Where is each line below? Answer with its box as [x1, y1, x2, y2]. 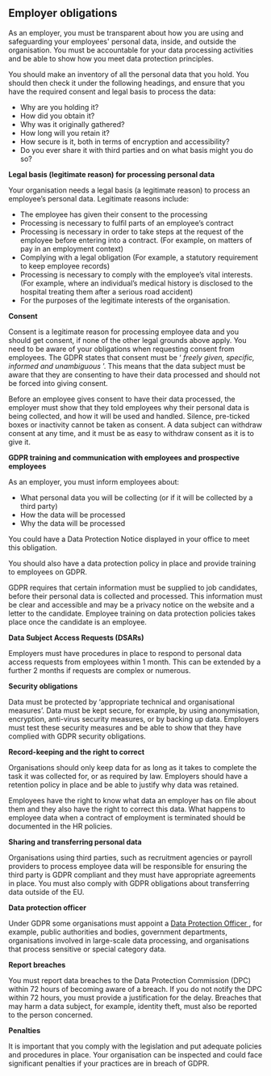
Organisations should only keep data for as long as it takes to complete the [8, 762, 257, 772]
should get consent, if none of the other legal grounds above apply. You [8, 335, 248, 345]
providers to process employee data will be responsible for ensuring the [8, 861, 248, 871]
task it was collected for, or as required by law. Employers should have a [8, 771, 248, 781]
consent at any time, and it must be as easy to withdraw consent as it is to [8, 428, 254, 438]
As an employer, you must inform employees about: [8, 477, 180, 486]
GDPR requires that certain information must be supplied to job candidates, [8, 582, 258, 592]
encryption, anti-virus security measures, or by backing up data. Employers [8, 714, 260, 723]
